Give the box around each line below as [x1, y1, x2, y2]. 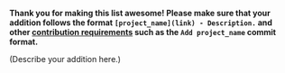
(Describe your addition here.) [9, 54, 122, 64]
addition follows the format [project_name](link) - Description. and [9, 17, 273, 28]
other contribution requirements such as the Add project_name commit [9, 27, 277, 37]
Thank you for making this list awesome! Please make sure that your [9, 8, 271, 18]
